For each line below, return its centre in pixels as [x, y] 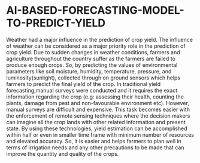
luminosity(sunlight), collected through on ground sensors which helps [93, 78]
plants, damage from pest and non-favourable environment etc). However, [98, 103]
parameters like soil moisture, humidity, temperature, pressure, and [89, 71]
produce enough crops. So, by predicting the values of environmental [92, 65]
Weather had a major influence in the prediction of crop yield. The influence [100, 39]
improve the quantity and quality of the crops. [63, 153]
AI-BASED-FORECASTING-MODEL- [95, 10]
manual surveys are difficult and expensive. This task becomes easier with [98, 109]
